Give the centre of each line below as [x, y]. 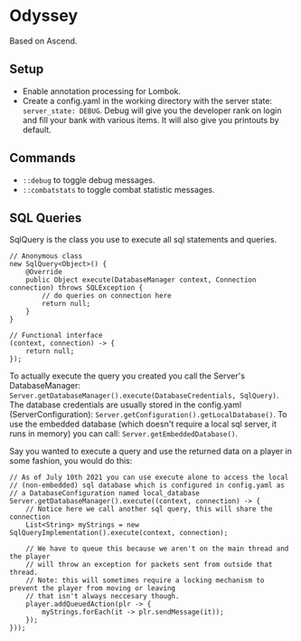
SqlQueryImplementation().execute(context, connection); [119, 533]
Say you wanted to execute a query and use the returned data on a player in [150, 451]
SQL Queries [46, 218]
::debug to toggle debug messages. [89, 180]
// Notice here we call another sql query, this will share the [149, 509]
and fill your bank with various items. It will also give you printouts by [150, 120]
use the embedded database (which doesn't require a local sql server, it [143, 424]
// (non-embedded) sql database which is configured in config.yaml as [147, 485]
